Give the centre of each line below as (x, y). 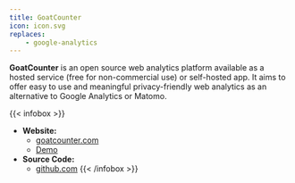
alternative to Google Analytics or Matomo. (88, 96)
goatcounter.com (67, 140)
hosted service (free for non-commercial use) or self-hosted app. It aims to (147, 78)
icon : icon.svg (38, 26)
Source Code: (48, 159)
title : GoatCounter (46, 17)
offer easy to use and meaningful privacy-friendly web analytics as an (138, 87)
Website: (39, 131)
